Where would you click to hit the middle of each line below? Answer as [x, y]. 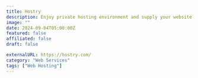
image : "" [18, 22]
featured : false [26, 33]
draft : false [22, 45]
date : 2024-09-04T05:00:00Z [41, 28]
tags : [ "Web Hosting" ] [34, 66]
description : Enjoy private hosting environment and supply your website [99, 17]
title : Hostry [24, 11]
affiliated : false [29, 39]
